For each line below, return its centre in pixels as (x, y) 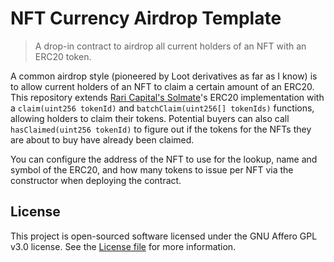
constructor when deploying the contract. (96, 180)
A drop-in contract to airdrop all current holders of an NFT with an (170, 46)
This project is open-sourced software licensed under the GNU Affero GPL (164, 236)
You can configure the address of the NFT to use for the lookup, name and (164, 159)
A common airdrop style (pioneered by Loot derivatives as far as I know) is (164, 76)
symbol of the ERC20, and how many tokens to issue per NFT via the (152, 169)
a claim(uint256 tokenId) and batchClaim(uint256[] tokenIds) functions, (162, 108)
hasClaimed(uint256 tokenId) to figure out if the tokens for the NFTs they (161, 129)
